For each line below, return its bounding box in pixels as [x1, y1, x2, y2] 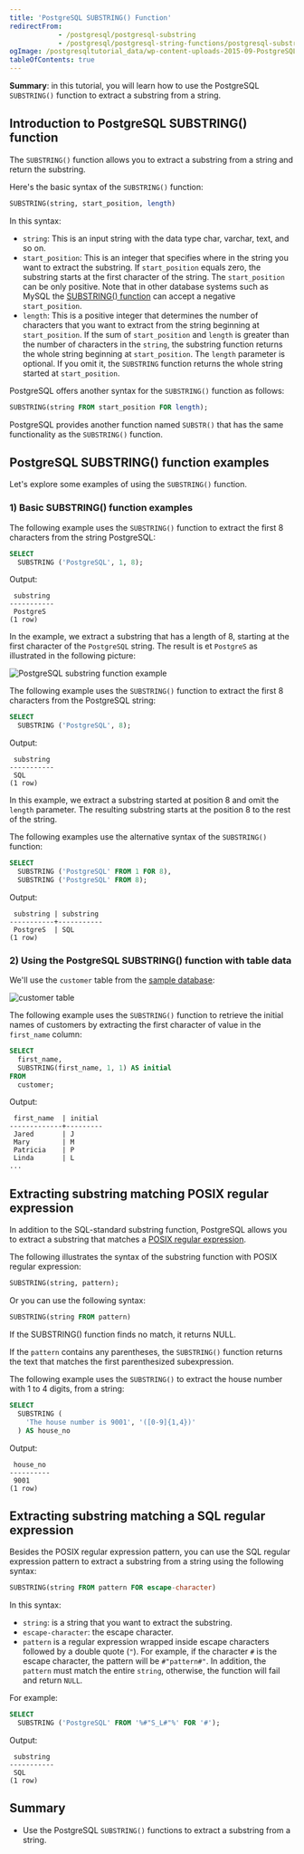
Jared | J [13, 1129, 75, 1139]
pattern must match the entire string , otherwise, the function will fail [22, 1666, 280, 1676]
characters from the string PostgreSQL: [9, 532, 157, 543]
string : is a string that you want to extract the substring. [22, 1618, 233, 1628]
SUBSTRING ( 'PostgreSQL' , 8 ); [17, 721, 131, 730]
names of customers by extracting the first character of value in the [9, 1020, 261, 1031]
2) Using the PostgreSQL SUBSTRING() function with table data [9, 954, 292, 966]
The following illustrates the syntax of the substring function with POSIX [9, 1252, 278, 1263]
